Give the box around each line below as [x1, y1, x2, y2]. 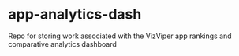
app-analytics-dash [8, 5, 142, 23]
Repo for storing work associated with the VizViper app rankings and [8, 31, 232, 40]
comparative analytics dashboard [8, 39, 117, 48]
